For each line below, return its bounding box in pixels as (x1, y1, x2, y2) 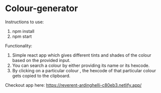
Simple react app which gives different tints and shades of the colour (12, 52, 152, 58)
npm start (12, 33, 32, 39)
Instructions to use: (5, 19, 44, 25)
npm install (12, 28, 35, 34)
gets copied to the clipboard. (12, 73, 71, 78)
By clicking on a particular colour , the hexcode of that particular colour (12, 67, 156, 73)
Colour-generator (5, 3, 78, 14)
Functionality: (5, 43, 33, 48)
